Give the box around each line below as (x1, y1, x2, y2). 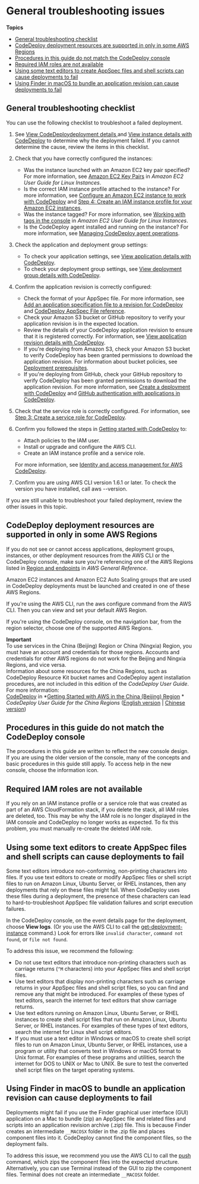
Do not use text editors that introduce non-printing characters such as (14, 959, 187, 966)
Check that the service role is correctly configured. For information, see (14, 407, 191, 414)
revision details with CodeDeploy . (23, 339, 106, 346)
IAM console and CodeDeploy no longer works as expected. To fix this (6, 819, 179, 826)
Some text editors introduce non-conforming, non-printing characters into (6, 867, 187, 874)
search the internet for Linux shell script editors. (14, 1029, 132, 1035)
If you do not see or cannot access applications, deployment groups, (6, 545, 175, 552)
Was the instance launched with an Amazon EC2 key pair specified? (23, 166, 190, 173)
